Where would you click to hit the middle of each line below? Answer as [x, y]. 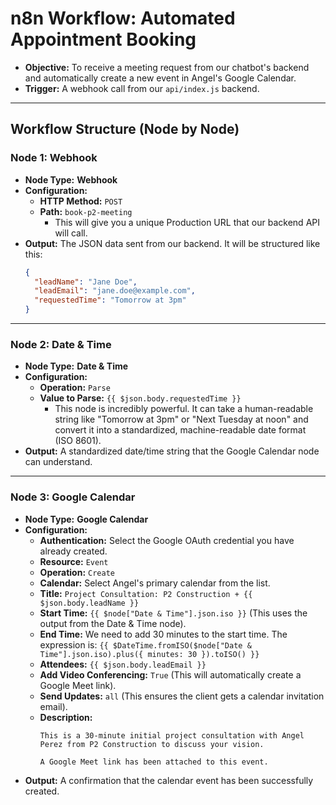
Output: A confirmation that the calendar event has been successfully [169, 780]
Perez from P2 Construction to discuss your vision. [152, 744]
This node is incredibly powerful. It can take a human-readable [184, 409]
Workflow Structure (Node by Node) [125, 129]
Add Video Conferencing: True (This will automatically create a [170, 674]
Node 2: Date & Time [61, 344]
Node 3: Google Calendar [73, 497]
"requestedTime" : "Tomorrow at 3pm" [110, 300]
